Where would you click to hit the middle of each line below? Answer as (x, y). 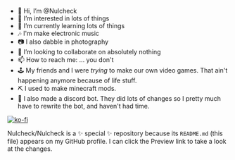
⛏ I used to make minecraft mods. (67, 88)
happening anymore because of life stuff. (77, 80)
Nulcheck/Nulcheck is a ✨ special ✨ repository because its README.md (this (115, 133)
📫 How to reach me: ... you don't (65, 60)
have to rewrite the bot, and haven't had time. (83, 106)
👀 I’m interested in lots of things (63, 18)
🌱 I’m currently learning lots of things (71, 26)
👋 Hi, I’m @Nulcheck (47, 11)
